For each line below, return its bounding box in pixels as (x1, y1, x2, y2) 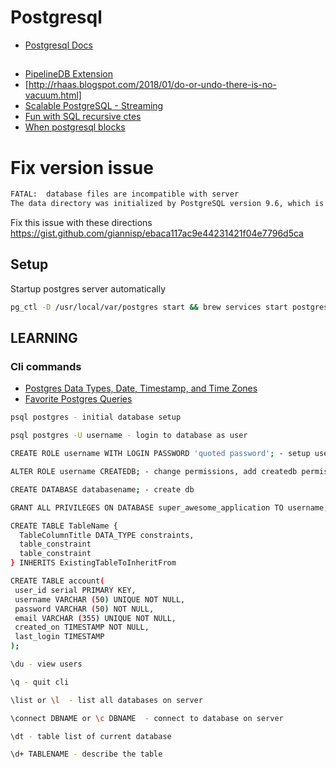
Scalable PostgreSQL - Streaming (24, 100, 164, 112)
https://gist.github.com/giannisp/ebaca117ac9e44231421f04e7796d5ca (10, 227, 304, 240)
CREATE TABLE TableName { (10, 521, 118, 531)
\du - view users (10, 659, 83, 670)
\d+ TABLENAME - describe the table (10, 749, 163, 760)
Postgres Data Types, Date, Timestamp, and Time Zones (24, 382, 258, 395)
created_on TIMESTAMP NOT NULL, (14, 622, 150, 633)
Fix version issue (10, 156, 154, 179)
